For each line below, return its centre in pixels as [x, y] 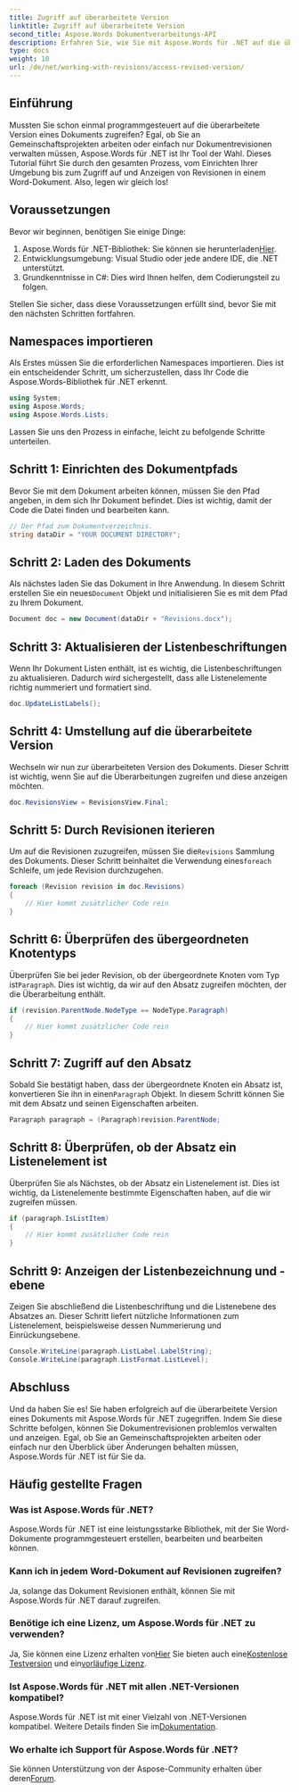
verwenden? [37, 1634]
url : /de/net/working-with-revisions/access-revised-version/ [127, 68]
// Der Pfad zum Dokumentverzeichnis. [81, 526]
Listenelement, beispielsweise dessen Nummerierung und [116, 1325]
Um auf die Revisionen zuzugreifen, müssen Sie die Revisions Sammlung [142, 851]
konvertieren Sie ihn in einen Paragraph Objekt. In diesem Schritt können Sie [147, 1094]
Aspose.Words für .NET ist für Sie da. [78, 1456]
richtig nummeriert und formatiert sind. [81, 687]
